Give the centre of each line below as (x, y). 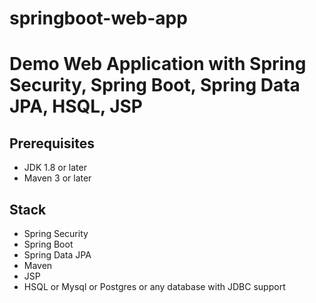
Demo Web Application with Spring (158, 64)
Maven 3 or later (57, 178)
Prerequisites (52, 143)
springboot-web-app (98, 18)
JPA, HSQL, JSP (76, 106)
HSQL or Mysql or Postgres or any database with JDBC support (154, 286)
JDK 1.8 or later (55, 168)
